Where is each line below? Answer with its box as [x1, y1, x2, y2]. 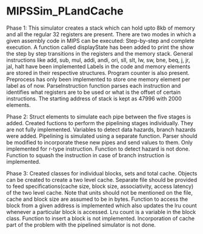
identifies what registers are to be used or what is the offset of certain [6, 88, 181, 96]
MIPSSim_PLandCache [6, 4, 124, 18]
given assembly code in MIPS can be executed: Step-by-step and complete [6, 37, 195, 44]
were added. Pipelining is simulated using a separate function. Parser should [6, 132, 198, 140]
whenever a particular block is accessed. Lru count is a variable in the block [6, 208, 196, 215]
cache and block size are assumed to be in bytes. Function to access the [6, 195, 188, 203]
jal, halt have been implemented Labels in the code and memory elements [6, 62, 191, 70]
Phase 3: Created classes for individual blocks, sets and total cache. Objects [6, 169, 198, 177]
